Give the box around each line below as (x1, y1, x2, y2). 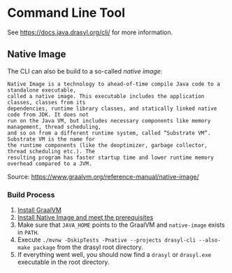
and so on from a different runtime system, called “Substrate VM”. (7, 129, 211, 136)
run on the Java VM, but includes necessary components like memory (7, 117, 211, 124)
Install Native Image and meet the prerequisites (17, 213, 154, 222)
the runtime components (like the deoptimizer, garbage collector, (7, 141, 208, 148)
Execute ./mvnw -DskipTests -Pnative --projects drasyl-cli (17, 236, 196, 244)
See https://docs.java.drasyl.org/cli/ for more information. (7, 28, 173, 36)
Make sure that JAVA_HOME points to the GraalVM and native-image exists (17, 220, 226, 229)
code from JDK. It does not (7, 111, 89, 118)
